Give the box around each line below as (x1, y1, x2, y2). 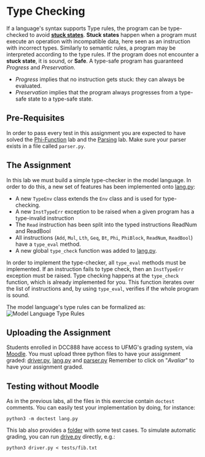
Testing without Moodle (6, 381, 99, 391)
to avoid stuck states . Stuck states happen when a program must (29, 31, 197, 38)
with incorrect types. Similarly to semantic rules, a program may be (6, 44, 176, 52)
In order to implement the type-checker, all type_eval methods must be (6, 259, 187, 266)
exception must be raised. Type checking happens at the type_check (6, 272, 179, 279)
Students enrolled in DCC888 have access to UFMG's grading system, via (6, 344, 193, 351)
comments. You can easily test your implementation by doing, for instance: (6, 404, 195, 412)
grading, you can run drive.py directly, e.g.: (6, 433, 115, 440)
